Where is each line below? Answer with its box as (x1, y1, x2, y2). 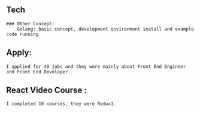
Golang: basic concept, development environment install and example (17, 26, 195, 32)
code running (6, 31, 39, 37)
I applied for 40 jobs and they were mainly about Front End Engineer (6, 63, 186, 70)
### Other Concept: (6, 20, 55, 26)
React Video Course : (6, 85, 87, 96)
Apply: (6, 47, 32, 58)
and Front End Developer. (6, 69, 71, 75)
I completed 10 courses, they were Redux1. (6, 101, 117, 107)
